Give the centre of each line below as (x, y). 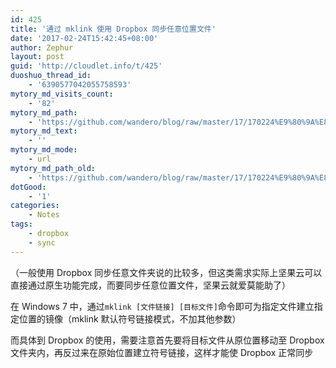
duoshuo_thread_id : (51, 76)
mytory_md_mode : (44, 150)
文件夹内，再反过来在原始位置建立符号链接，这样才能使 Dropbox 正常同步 (162, 352)
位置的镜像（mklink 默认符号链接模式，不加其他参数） (130, 318)
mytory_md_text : (44, 131)
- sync (42, 242)
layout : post (37, 57)
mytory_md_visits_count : (62, 94)
